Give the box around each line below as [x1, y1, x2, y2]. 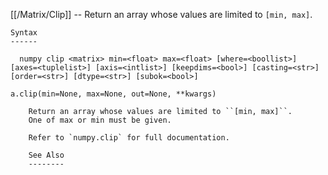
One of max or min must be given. [28, 115, 172, 125]
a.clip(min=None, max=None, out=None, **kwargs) [10, 89, 217, 99]
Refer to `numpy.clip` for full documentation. [28, 133, 230, 143]
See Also [28, 150, 65, 160]
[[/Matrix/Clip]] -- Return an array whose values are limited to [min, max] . [10, 9, 313, 20]
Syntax [10, 28, 38, 38]
